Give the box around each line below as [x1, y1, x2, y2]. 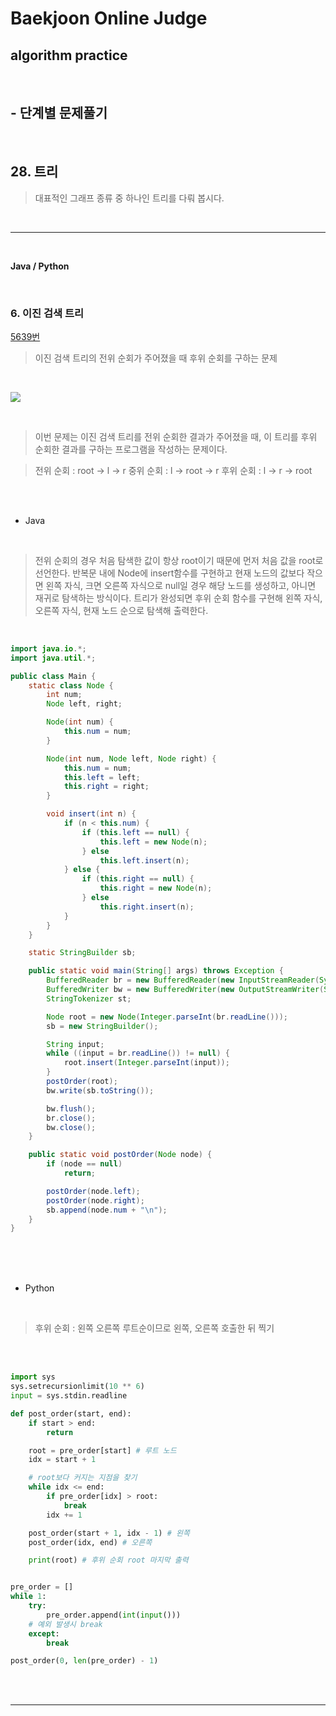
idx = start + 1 [28, 1455, 97, 1465]
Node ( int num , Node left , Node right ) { [46, 753, 217, 764]
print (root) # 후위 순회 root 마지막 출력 [28, 1555, 189, 1566]
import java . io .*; [10, 643, 87, 654]
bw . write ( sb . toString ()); [46, 1085, 155, 1096]
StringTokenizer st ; [46, 993, 132, 1004]
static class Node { [28, 680, 114, 691]
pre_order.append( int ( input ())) [46, 1610, 182, 1620]
